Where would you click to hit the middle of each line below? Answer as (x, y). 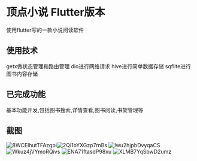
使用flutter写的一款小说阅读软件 (45, 30)
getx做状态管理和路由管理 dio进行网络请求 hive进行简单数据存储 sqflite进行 (99, 66)
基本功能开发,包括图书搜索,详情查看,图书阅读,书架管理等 (75, 110)
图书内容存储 (22, 74)
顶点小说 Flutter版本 (56, 12)
